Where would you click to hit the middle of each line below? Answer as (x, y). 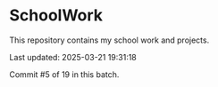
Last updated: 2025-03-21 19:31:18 (73, 57)
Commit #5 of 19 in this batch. (64, 74)
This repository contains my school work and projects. (109, 40)
